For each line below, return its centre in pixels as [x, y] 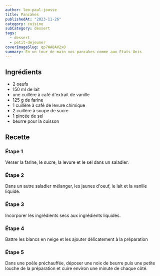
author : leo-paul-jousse [31, 10]
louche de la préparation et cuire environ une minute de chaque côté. [76, 268]
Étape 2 [14, 175]
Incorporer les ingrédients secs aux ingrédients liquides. [63, 215]
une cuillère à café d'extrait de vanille [51, 95]
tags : [11, 33]
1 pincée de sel [28, 116]
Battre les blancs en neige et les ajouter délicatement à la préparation [77, 239]
